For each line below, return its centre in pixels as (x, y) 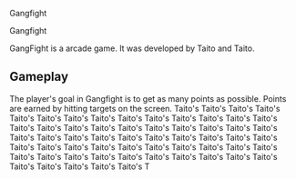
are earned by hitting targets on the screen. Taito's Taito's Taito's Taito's (145, 108)
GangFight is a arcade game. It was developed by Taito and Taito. (132, 48)
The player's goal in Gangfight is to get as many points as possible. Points (148, 98)
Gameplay (39, 77)
